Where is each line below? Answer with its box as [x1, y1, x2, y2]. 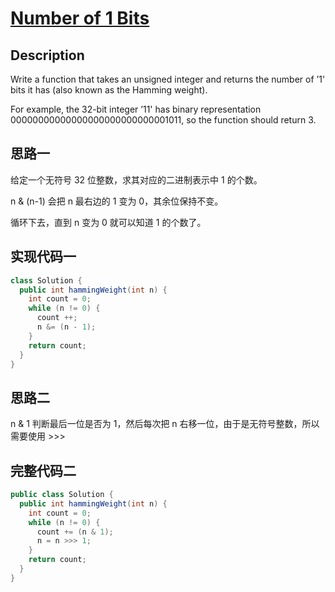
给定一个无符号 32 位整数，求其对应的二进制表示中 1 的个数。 [10, 173, 263, 186]
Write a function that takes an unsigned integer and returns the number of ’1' [10, 73, 326, 85]
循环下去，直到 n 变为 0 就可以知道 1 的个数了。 [10, 216, 207, 228]
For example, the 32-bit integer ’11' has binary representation [10, 103, 262, 115]
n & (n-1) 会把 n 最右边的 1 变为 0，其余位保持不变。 [10, 195, 224, 207]
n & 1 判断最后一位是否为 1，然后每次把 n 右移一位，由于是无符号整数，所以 [10, 418, 320, 430]
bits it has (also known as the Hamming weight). [10, 84, 208, 96]
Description [10, 47, 85, 64]
